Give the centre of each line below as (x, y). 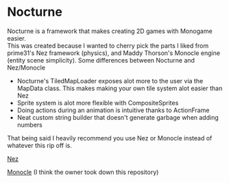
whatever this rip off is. (39, 145)
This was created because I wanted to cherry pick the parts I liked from (108, 45)
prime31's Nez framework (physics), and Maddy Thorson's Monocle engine (114, 53)
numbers (30, 125)
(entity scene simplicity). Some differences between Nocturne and (101, 60)
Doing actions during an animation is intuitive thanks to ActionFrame (113, 110)
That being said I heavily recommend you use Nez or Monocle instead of (110, 138)
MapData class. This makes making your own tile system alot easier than (120, 88)
